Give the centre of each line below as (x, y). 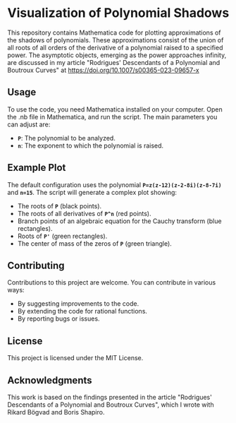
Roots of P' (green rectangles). (62, 236)
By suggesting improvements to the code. (78, 304)
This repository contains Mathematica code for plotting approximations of (114, 32)
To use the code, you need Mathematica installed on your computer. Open (115, 109)
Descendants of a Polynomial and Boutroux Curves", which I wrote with (111, 405)
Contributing (36, 265)
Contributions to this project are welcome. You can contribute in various (112, 282)
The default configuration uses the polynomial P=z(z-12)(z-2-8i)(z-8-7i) (114, 184)
